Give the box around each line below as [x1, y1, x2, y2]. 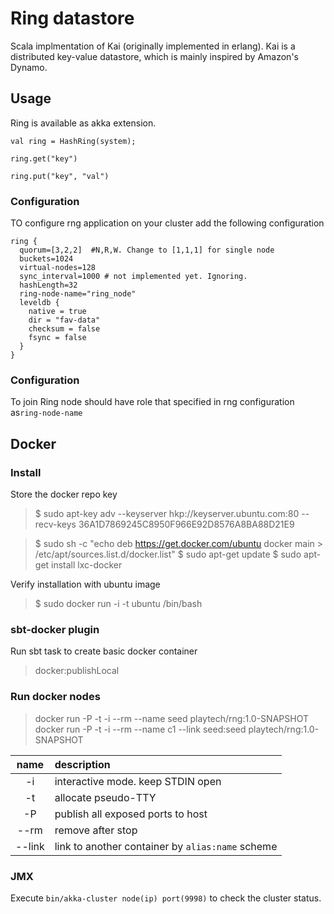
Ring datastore [10, 7, 135, 30]
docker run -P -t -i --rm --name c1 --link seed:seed [34, 723, 247, 735]
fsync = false [28, 333, 87, 343]
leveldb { [19, 298, 60, 308]
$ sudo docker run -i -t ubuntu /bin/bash [34, 598, 203, 610]
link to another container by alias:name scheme [54, 839, 278, 853]
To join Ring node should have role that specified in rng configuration [10, 396, 295, 408]
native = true [28, 307, 87, 317]
